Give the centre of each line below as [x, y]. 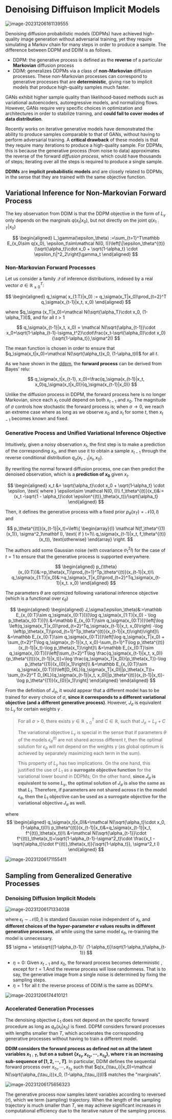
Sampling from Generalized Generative [69, 876]
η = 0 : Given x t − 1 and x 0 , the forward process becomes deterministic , [88, 963]
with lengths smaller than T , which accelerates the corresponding [74, 1033]
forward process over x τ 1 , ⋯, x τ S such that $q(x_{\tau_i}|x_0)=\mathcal [79, 1068]
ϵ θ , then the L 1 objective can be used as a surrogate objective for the [92, 797]
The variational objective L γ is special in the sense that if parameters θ [92, 733]
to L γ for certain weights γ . [34, 710]
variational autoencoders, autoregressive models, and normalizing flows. [82, 102]
